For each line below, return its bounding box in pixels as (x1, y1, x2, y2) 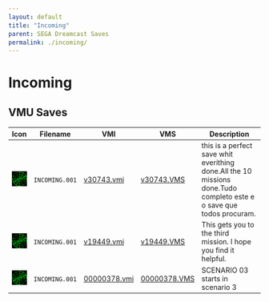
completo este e (201, 192, 255, 201)
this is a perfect (201, 141, 253, 150)
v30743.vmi (83, 175, 125, 184)
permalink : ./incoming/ (8, 38, 88, 46)
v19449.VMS (140, 237, 186, 247)
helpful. (201, 254, 227, 264)
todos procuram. (201, 209, 256, 218)
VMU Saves (8, 105, 68, 119)
